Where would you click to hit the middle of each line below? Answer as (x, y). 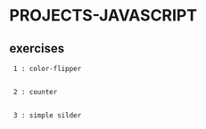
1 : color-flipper (47, 69)
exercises (37, 48)
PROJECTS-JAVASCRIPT (103, 16)
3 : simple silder (47, 116)
